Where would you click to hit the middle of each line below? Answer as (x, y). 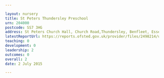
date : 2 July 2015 (24, 64)
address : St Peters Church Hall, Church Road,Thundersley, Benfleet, (77, 32)
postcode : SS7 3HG (24, 27)
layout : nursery (21, 14)
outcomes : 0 (17, 55)
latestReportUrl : (23, 37)
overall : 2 (16, 59)
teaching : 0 (17, 41)
